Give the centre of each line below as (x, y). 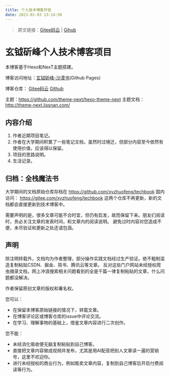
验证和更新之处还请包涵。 (49, 228)
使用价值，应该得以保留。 (39, 148)
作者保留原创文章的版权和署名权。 (41, 288)
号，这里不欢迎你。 (33, 357)
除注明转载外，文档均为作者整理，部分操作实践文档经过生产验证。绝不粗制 (83, 258)
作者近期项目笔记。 (33, 135)
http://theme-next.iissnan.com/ (38, 105)
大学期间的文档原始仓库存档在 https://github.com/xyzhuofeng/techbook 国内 (85, 192)
